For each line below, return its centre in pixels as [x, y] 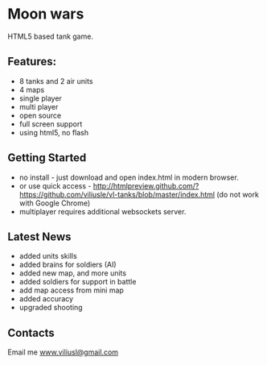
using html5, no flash [54, 132]
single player [40, 98]
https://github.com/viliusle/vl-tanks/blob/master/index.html [117, 194]
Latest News [39, 236]
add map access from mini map [71, 290]
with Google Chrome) [55, 203]
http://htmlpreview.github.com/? [146, 185]
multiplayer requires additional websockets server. [103, 211]
